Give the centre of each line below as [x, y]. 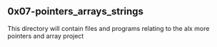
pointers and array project [46, 36]
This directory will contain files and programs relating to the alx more [108, 28]
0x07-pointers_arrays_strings [76, 12]
